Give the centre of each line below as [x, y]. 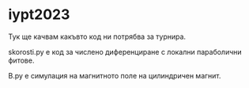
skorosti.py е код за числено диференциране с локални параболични [125, 52]
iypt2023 [39, 15]
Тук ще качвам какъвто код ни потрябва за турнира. [97, 36]
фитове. [21, 60]
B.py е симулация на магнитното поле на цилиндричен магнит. [115, 75]
